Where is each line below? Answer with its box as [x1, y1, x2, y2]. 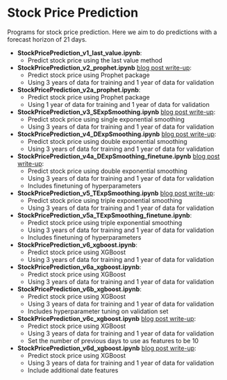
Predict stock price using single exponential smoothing [27, 115, 185, 123]
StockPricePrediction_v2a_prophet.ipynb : [17, 85, 141, 94]
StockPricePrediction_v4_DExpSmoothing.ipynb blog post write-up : [17, 130, 217, 138]
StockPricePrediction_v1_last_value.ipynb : [17, 49, 142, 57]
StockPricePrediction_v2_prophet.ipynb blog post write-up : [17, 63, 192, 72]
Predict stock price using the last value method [27, 56, 163, 64]
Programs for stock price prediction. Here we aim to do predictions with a [7, 28, 217, 36]
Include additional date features [27, 366, 119, 374]
